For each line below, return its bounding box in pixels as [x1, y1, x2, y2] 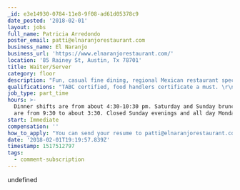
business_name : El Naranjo [7, 43, 88, 51]
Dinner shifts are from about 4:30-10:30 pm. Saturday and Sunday [14, 103, 216, 110]
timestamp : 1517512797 [7, 143, 75, 150]
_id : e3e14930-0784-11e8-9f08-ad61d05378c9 [7, 10, 139, 18]
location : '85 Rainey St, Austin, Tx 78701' [7, 57, 142, 64]
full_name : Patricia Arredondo [7, 30, 101, 38]
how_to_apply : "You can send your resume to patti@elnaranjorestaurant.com [7, 130, 238, 137]
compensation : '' [7, 122, 59, 130]
